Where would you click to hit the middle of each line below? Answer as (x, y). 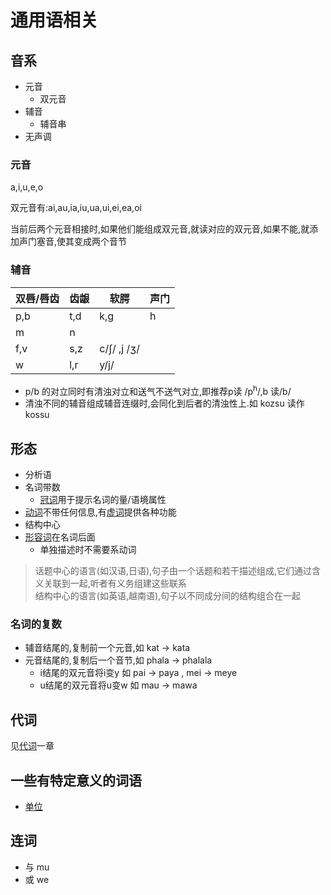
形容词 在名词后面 (60, 537)
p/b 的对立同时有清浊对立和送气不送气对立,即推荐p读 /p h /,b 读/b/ (158, 390)
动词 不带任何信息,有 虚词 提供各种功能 (100, 512)
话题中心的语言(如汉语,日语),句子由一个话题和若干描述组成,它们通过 (173, 571)
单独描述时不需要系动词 (88, 550)
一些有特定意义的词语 (76, 780)
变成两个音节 (101, 242)
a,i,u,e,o (27, 187)
